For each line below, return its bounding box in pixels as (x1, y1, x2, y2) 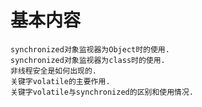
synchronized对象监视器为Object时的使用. (10, 44, 170, 55)
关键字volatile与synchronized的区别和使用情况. (10, 87, 195, 97)
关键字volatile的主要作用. (10, 76, 111, 86)
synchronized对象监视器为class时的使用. (10, 55, 166, 65)
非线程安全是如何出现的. (10, 66, 97, 76)
